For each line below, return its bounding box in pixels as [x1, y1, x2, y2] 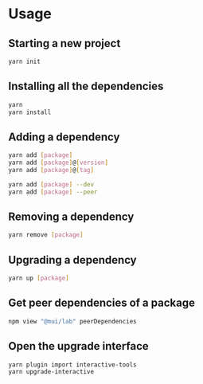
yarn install [8, 108, 52, 116]
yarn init [8, 57, 41, 65]
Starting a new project [8, 37, 121, 50]
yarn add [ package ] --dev [8, 180, 94, 188]
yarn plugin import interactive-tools [8, 360, 137, 369]
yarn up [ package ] [8, 274, 69, 283]
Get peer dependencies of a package [8, 296, 195, 310]
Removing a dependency [8, 210, 135, 224]
